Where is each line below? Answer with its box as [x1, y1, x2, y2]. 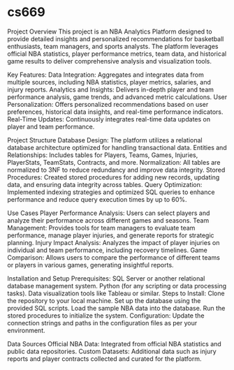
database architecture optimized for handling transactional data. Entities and [7, 143, 227, 151]
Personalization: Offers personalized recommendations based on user [7, 100, 209, 108]
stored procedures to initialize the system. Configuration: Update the [7, 311, 205, 320]
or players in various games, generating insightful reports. [7, 260, 174, 269]
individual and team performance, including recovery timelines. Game [7, 246, 207, 254]
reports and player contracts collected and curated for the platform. [7, 354, 202, 363]
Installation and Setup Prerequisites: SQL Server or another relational [7, 274, 205, 283]
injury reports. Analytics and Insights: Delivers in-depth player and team [7, 85, 214, 94]
